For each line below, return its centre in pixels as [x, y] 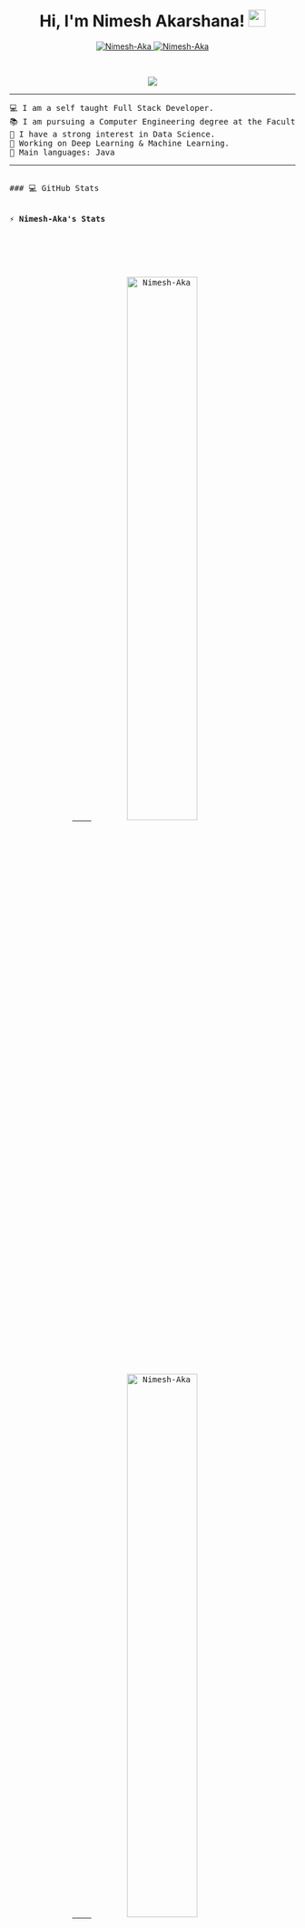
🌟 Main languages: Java [62, 152]
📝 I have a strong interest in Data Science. [113, 134]
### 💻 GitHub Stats [54, 188]
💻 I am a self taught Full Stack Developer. [112, 108]
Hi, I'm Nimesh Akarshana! [142, 21]
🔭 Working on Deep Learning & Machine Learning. [119, 143]
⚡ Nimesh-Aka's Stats [58, 219]
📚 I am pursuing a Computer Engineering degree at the [136, 121]
